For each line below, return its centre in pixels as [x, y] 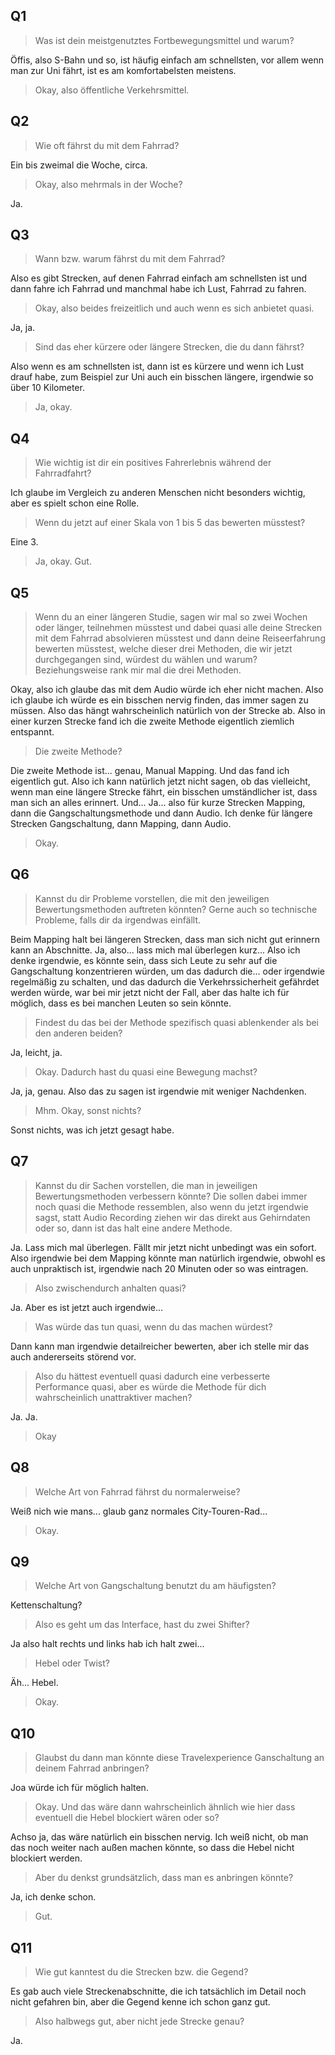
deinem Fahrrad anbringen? [92, 1768]
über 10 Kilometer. [47, 388]
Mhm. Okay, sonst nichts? [88, 1110]
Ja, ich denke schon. [53, 1897]
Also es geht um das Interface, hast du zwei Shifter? [142, 1625]
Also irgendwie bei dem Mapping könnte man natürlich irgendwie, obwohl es [168, 1258]
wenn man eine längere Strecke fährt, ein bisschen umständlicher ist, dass [164, 792]
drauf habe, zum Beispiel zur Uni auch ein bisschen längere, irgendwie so [162, 377]
